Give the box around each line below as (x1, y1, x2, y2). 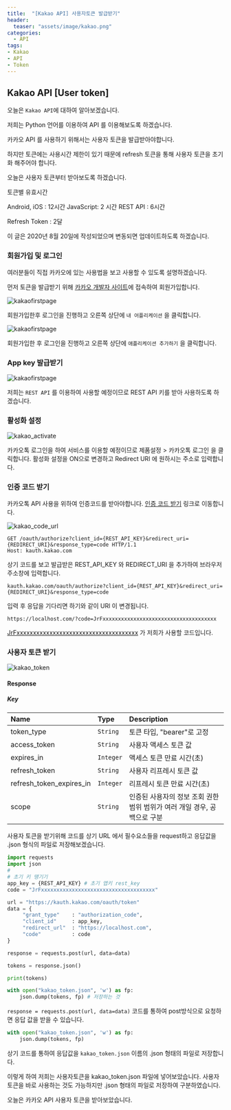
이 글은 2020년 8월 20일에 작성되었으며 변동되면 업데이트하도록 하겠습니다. (7, 232, 210, 240)
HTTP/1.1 (111, 541, 137, 548)
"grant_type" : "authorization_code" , (22, 912, 143, 919)
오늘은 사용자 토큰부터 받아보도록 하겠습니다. (7, 173, 127, 182)
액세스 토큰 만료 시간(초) (129, 753, 204, 763)
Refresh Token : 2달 (7, 217, 63, 226)
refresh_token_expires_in (10, 779, 91, 788)
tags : (7, 42, 23, 49)
